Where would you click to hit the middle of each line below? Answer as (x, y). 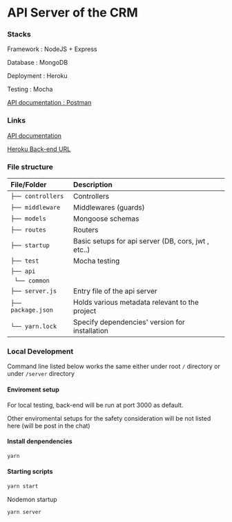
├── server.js (34, 291)
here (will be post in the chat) (49, 425)
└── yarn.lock (34, 327)
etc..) (82, 250)
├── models (28, 219)
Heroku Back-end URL (39, 149)
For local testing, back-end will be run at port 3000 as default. (95, 405)
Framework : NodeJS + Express (52, 49)
